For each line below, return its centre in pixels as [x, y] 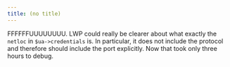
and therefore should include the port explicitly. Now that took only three [113, 48]
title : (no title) [34, 14]
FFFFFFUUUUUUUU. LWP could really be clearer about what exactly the [112, 33]
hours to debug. [31, 56]
